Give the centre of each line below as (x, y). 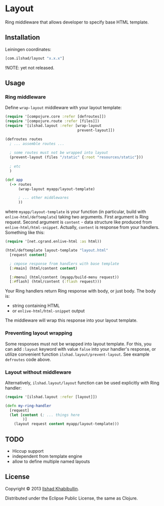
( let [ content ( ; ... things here (45, 415)
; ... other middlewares (43, 198)
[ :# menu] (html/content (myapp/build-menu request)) (64, 277)
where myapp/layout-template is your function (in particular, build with (76, 212)
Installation (23, 37)
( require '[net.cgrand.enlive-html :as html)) (53, 241)
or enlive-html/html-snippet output (48, 311)
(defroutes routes (24, 139)
